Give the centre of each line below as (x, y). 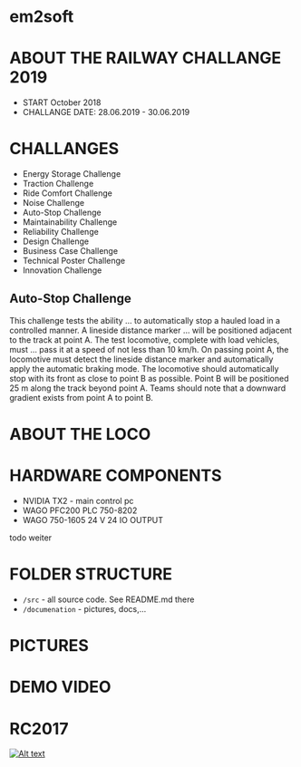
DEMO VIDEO (60, 687)
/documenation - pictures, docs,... (84, 608)
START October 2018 (62, 102)
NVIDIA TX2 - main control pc (78, 501)
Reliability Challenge (61, 232)
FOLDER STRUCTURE (91, 574)
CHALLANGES (64, 149)
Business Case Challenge (70, 251)
